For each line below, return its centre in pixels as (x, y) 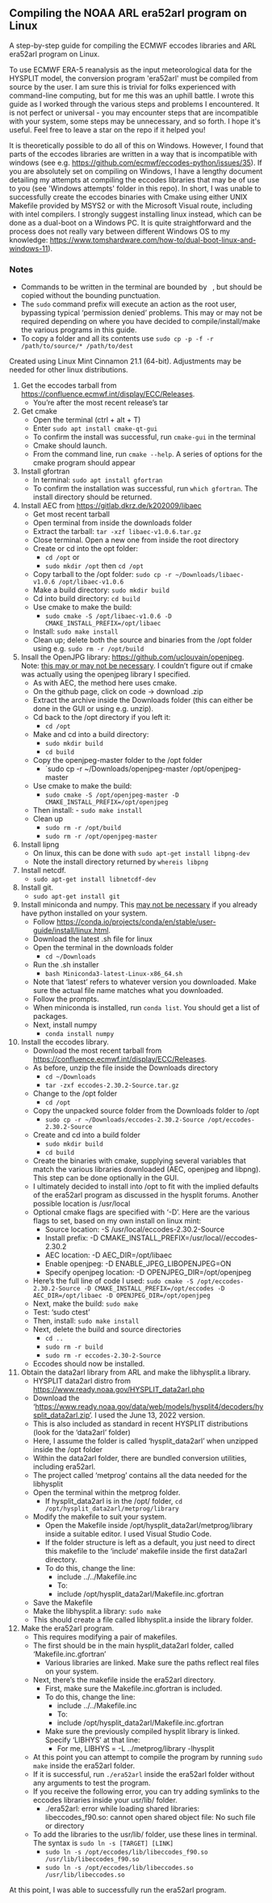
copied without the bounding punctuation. (90, 296)
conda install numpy (80, 1034)
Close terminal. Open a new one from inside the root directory (136, 540)
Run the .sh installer (66, 965)
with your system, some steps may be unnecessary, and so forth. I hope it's (135, 121)
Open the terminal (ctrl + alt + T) (87, 420)
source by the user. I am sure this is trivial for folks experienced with (123, 86)
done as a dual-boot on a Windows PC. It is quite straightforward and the (130, 222)
